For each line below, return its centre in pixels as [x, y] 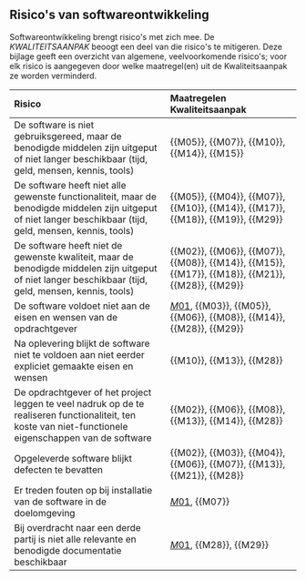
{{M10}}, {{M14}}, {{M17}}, [228, 208]
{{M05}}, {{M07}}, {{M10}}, [228, 142]
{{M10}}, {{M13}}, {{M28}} [227, 361]
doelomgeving [45, 513]
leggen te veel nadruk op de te [79, 403]
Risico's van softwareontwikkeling [109, 15]
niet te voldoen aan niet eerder [79, 354]
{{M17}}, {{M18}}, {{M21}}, [228, 274]
